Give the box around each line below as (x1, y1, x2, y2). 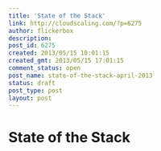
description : (8, 34, 52, 43)
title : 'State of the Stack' (8, 11, 106, 20)
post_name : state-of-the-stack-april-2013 (8, 71, 153, 80)
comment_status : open (8, 64, 81, 72)
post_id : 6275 (8, 42, 56, 50)
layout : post (8, 94, 52, 102)
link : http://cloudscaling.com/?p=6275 (8, 19, 142, 27)
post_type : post (8, 86, 63, 95)
